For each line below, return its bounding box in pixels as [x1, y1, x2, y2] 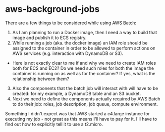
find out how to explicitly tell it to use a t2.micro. [5, 121, 103, 127]
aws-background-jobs [5, 3, 100, 15]
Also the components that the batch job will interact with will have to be [12, 85, 159, 91]
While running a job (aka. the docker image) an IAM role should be [12, 40, 148, 45]
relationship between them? [12, 76, 69, 82]
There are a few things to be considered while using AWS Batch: [5, 20, 137, 26]
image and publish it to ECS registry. [12, 35, 87, 41]
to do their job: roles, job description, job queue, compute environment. [12, 101, 158, 107]
